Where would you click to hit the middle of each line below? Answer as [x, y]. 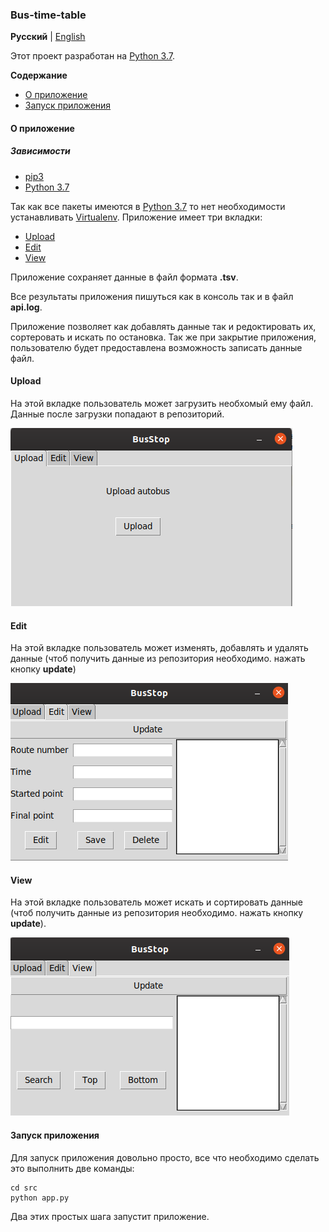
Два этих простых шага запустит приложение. [110, 1216]
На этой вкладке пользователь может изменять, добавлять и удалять [159, 648]
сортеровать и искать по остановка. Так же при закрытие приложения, [163, 337]
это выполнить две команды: [72, 1168]
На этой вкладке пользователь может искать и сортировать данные [156, 902]
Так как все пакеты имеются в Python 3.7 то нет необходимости [148, 206]
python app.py [40, 1198]
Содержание [39, 75]
